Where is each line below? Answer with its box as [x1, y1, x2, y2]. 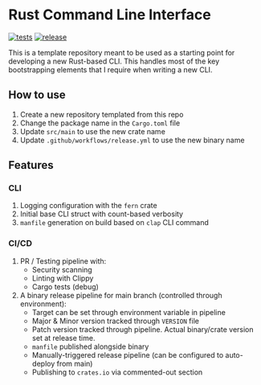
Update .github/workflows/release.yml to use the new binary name [19, 135, 245, 145]
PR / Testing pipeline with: [19, 256, 107, 266]
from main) [56, 358, 93, 368]
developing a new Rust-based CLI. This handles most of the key [8, 56, 220, 66]
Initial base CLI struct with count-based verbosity [19, 209, 183, 219]
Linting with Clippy [31, 273, 94, 283]
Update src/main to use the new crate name [19, 126, 166, 136]
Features [8, 158, 54, 172]
